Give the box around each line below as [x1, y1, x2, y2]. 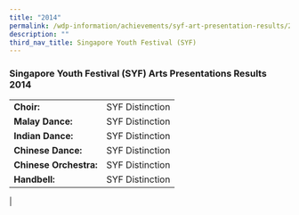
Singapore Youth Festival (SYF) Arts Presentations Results [9, 68, 267, 80]
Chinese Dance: [13, 144, 83, 156]
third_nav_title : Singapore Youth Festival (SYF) [9, 37, 198, 47]
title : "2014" [9, 12, 62, 22]
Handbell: [13, 173, 55, 186]
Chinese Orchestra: [13, 158, 98, 170]
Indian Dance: [13, 129, 74, 142]
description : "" [9, 29, 69, 38]
